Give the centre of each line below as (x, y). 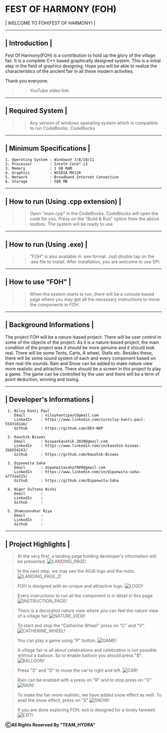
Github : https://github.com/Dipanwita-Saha (67, 481)
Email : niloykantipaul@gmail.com (56, 415)
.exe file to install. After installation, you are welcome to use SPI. (95, 262)
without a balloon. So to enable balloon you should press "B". (80, 655)
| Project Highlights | (38, 544)
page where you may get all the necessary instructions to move (95, 299)
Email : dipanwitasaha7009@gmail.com (60, 468)
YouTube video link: (50, 90)
